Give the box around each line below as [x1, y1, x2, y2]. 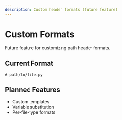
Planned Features [5, 85, 61, 94]
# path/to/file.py [5, 72, 43, 77]
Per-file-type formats [12, 109, 56, 115]
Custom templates [12, 99, 50, 105]
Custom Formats [5, 28, 75, 40]
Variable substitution [12, 104, 54, 110]
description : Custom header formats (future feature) [5, 7, 118, 12]
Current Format [5, 59, 53, 67]
